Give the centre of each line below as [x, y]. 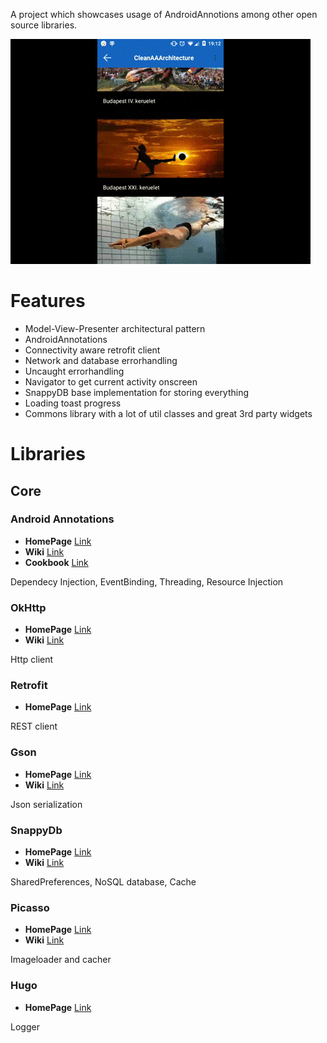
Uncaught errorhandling [74, 371]
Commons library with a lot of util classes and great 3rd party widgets [168, 413]
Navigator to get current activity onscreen [111, 381]
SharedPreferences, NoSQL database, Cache [103, 882]
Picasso [30, 907]
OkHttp [28, 607]
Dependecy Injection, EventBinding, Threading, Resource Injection [147, 581]
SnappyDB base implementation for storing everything [137, 392]
